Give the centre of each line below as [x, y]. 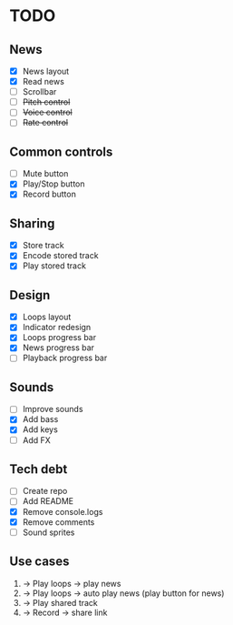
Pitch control [46, 102]
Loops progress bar [59, 338]
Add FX [37, 440]
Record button [49, 194]
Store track [44, 246]
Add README [48, 501]
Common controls [61, 151]
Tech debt [39, 469]
